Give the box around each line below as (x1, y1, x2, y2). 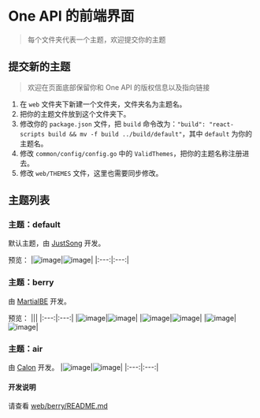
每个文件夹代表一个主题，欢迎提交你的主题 (27, 35, 166, 44)
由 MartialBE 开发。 (8, 297, 71, 306)
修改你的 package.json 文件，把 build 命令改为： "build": (19, 119, 206, 129)
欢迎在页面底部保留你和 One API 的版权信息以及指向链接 (27, 82, 210, 91)
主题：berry (8, 277, 54, 288)
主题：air (8, 343, 43, 354)
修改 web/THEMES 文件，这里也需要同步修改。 (19, 168, 163, 177)
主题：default (8, 219, 61, 230)
